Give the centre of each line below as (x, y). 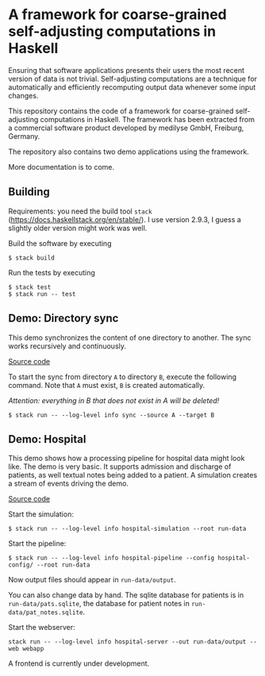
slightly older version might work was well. (78, 228)
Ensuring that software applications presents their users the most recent (126, 70)
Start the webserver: (42, 628)
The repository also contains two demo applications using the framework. (129, 152)
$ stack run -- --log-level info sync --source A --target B (111, 415)
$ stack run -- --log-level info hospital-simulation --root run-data (127, 529)
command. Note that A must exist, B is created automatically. (107, 385)
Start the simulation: (41, 514)
